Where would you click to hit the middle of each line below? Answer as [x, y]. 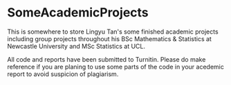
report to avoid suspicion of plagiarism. [63, 74]
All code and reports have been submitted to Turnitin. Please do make [107, 59]
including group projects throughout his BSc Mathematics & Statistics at [110, 38]
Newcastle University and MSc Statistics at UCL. [76, 46]
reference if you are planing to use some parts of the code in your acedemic [116, 66]
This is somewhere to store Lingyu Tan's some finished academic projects [113, 32]
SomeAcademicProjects [78, 13]
